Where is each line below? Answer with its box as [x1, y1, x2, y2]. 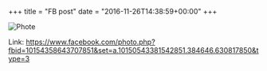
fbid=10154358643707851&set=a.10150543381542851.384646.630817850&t [8, 46, 259, 54]
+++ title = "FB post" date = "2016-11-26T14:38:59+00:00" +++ [8, 7, 218, 16]
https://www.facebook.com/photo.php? [26, 37, 155, 47]
